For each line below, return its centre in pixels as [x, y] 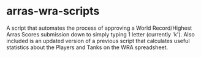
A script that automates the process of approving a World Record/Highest [99, 28]
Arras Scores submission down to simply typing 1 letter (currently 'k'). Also [100, 34]
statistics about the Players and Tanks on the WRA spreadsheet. [87, 47]
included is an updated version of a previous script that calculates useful [98, 41]
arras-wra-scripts [53, 11]
